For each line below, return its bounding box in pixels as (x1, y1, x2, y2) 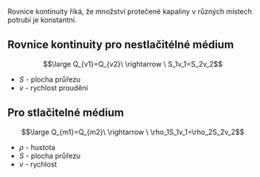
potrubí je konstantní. (7, 15, 77, 25)
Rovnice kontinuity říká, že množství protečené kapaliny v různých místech (7, 7, 252, 16)
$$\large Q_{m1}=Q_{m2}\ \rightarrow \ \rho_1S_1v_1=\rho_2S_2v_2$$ (21, 127, 245, 137)
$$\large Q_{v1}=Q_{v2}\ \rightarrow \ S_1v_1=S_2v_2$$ (42, 59, 223, 68)
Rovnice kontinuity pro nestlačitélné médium (7, 38, 235, 52)
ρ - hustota (18, 142, 56, 152)
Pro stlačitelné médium (7, 106, 125, 120)
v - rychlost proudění (18, 83, 88, 92)
